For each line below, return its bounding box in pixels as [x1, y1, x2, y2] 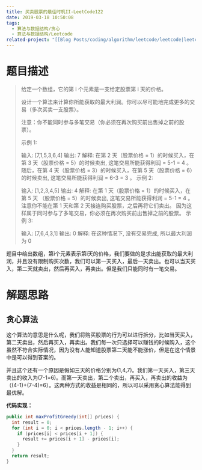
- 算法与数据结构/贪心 [11, 25, 60, 32]
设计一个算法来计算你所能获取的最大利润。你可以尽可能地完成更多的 [20, 98, 190, 105]
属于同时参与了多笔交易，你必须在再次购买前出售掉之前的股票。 [26, 209, 185, 216]
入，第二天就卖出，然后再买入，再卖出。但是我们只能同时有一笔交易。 [6, 265, 180, 272]
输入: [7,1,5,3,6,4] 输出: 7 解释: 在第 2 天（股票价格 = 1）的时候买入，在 [20, 151, 195, 159]
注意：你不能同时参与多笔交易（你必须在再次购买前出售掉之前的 [20, 118, 179, 126]
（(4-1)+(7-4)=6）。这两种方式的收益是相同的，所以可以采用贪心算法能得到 [6, 381, 191, 388]
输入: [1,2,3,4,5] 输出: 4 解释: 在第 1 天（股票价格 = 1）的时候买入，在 [20, 187, 191, 194]
